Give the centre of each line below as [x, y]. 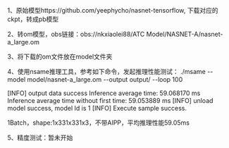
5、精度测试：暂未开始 [40, 137]
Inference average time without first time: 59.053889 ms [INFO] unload [110, 100]
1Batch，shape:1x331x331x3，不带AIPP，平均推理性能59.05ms [99, 123]
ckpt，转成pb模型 [33, 19]
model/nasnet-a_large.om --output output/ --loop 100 [105, 79]
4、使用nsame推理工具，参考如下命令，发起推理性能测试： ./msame [106, 72]
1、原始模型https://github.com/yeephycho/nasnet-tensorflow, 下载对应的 [113, 10]
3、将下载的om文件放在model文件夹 [60, 56]
